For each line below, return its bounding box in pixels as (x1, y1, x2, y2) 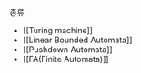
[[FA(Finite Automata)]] (22, 54, 109, 64)
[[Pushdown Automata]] (22, 44, 113, 55)
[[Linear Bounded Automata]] (22, 34, 133, 45)
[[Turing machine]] (22, 25, 94, 35)
